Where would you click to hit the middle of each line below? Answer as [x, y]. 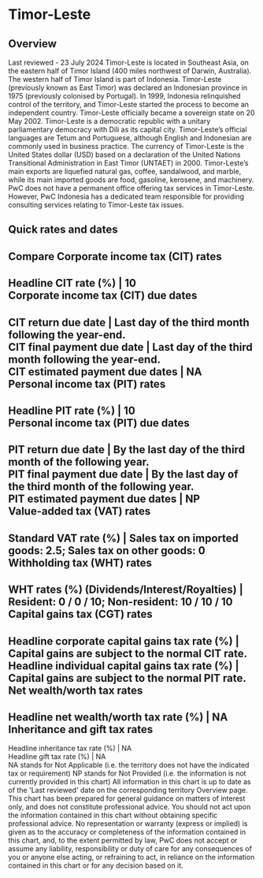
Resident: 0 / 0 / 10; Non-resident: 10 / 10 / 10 [121, 602]
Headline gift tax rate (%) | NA [57, 757]
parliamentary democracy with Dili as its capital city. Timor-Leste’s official [128, 129]
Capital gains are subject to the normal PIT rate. [127, 678]
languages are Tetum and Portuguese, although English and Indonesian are [130, 138]
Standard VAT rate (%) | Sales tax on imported [123, 538]
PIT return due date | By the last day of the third [127, 450]
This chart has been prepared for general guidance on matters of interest [127, 798]
